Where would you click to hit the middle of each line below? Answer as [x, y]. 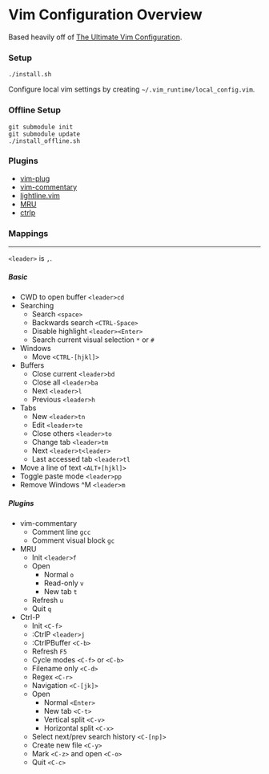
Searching [37, 306]
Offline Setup [35, 110]
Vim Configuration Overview [105, 15]
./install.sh [30, 75]
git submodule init [41, 127]
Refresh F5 [49, 651]
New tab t [60, 592]
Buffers [32, 365]
